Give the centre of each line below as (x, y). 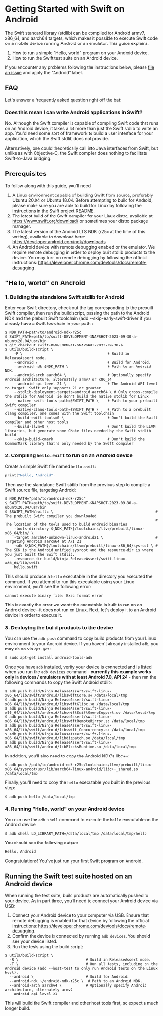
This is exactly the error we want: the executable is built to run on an (74, 605)
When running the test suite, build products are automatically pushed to (77, 896)
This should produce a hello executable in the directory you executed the (79, 576)
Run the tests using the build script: (48, 947)
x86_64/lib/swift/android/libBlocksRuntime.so (53, 747)
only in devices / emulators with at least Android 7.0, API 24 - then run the (81, 677)
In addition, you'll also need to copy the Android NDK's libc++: (67, 756)
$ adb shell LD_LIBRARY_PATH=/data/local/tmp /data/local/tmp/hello (76, 834)
